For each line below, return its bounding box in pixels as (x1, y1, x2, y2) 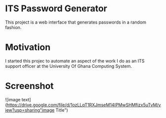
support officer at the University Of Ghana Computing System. (5, 63, 132, 69)
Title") (55, 107, 68, 113)
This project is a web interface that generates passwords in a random (5, 19, 147, 25)
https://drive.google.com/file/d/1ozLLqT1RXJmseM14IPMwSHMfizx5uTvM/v (6, 102, 161, 108)
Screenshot (5, 81, 54, 91)
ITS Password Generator (5, 3, 107, 14)
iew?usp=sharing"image (5, 107, 55, 113)
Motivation (5, 42, 51, 53)
